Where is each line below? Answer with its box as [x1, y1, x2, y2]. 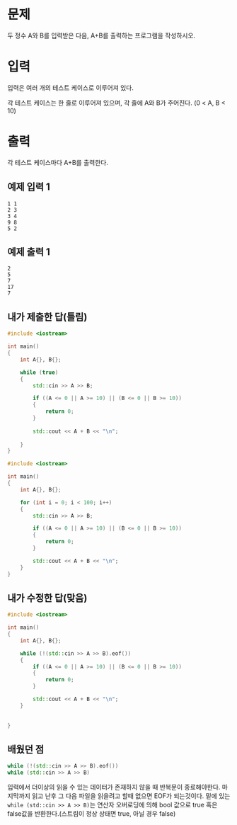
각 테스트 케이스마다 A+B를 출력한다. [7, 158, 108, 166]
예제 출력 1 [7, 246, 51, 258]
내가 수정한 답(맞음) [7, 592, 88, 604]
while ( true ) [20, 369, 59, 376]
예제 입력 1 [7, 181, 51, 193]
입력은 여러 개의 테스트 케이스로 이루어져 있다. [7, 83, 134, 92]
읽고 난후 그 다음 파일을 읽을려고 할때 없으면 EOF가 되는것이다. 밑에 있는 [31, 792, 231, 800]
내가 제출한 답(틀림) [7, 311, 88, 323]
